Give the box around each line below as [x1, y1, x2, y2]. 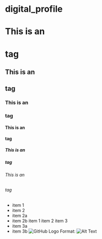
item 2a [12, 212, 28, 218]
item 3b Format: [12, 228, 76, 234]
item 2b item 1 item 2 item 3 [12, 217, 68, 224]
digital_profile [5, 3, 63, 15]
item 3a [12, 223, 28, 229]
